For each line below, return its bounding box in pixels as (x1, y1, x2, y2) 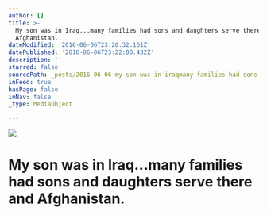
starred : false (8, 63, 59, 71)
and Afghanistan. (8, 190, 126, 208)
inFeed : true (8, 78, 52, 86)
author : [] (8, 11, 44, 20)
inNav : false (8, 93, 52, 101)
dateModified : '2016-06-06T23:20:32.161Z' (8, 41, 151, 49)
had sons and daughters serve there (8, 173, 253, 191)
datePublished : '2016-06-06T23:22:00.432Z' (8, 48, 155, 56)
